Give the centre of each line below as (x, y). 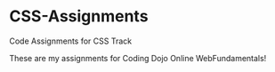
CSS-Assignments (79, 16)
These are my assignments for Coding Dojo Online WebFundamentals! (138, 58)
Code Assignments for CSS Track (71, 41)
